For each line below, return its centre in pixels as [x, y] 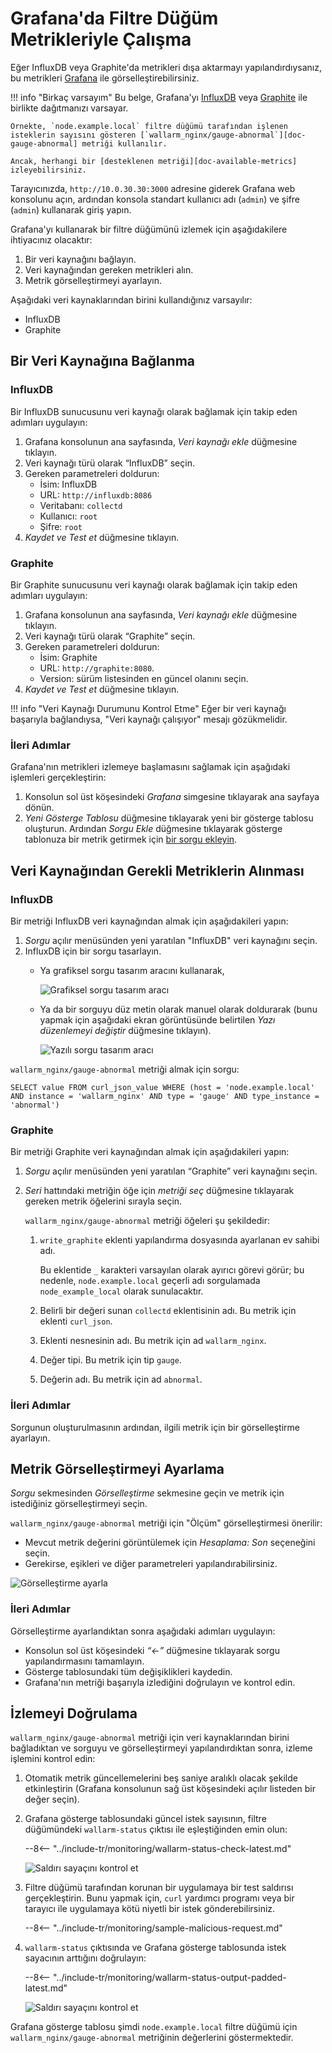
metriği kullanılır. [124, 143]
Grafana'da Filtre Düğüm [114, 18]
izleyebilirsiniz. [48, 170]
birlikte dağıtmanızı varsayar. [69, 108]
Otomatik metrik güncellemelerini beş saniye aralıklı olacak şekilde [161, 1778]
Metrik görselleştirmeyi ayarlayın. [93, 280]
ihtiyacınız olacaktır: [51, 239]
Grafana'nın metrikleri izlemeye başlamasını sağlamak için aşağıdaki [150, 767]
